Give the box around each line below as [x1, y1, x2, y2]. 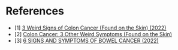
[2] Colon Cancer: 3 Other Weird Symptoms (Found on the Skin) [14, 30, 172, 37]
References [5, 4, 64, 18]
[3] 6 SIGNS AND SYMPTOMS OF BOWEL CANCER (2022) [14, 37, 159, 44]
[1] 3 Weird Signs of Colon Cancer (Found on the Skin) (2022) [14, 24, 167, 31]
